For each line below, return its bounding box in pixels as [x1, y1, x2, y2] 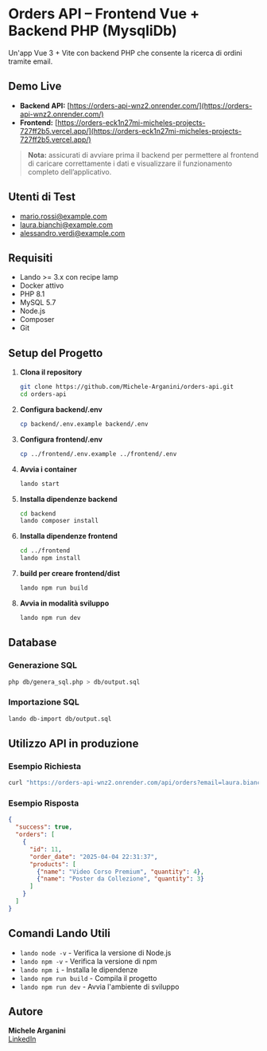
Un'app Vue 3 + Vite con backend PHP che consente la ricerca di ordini [8, 48, 242, 57]
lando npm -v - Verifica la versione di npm [19, 956, 157, 966]
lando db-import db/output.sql [8, 715, 112, 723]
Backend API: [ [19, 100, 70, 110]
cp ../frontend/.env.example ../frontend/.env [19, 449, 177, 458]
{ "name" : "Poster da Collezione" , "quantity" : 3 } [37, 875, 204, 883]
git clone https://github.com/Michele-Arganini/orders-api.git [19, 383, 234, 391]
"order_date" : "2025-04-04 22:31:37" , [29, 853, 158, 861]
